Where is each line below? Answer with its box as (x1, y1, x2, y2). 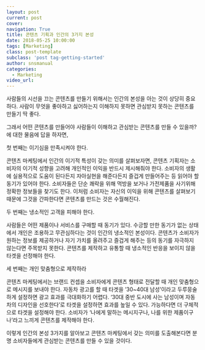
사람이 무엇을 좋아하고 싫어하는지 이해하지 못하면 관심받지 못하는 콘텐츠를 (19, 102, 195, 110)
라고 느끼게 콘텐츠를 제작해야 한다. (12, 316, 95, 324)
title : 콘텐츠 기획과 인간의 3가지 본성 (6, 32, 94, 38)
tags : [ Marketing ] (6, 44, 53, 50)
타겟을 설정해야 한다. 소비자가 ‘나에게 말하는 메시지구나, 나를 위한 (17, 309, 173, 316)
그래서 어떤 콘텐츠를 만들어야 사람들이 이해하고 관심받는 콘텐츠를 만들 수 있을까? (6, 123, 197, 131)
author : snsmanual (6, 60, 53, 66)
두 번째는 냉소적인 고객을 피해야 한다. (6, 208, 95, 216)
